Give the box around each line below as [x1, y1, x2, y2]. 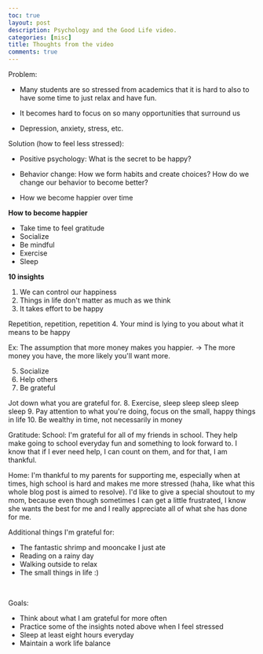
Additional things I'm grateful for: [8, 527, 115, 537]
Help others [19, 375, 58, 384]
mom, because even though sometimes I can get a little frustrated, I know [8, 496, 247, 505]
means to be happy [8, 328, 71, 336]
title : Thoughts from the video [8, 41, 114, 49]
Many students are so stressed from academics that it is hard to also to [19, 85, 250, 94]
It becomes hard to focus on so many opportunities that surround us [19, 108, 241, 118]
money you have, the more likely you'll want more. [8, 351, 171, 360]
